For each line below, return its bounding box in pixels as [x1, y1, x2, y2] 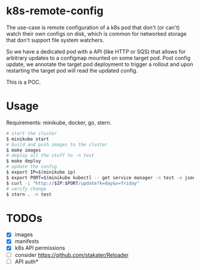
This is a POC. [6, 79, 41, 86]
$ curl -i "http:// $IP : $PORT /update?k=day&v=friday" [6, 180, 140, 186]
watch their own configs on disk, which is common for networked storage [6, 30, 187, 37]
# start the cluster [6, 130, 58, 136]
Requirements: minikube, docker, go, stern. [6, 119, 112, 126]
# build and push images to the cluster [6, 142, 108, 147]
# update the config [6, 164, 58, 170]
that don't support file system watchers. [6, 36, 104, 43]
